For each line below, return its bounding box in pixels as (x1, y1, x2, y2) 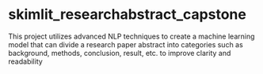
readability (8, 57, 44, 66)
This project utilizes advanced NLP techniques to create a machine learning (8, 31, 255, 41)
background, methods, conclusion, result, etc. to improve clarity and (8, 48, 231, 57)
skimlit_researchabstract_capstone (8, 6, 247, 24)
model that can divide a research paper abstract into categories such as (8, 39, 243, 49)
